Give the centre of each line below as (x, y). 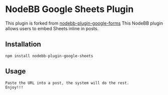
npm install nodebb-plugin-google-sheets (49, 56)
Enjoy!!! (14, 87)
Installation (23, 44)
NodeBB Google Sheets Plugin (69, 9)
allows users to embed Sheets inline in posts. (52, 28)
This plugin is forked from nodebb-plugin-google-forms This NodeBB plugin (84, 23)
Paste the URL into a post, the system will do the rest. (67, 83)
